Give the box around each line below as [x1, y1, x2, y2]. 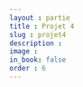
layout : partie [9, 13, 70, 23]
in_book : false [9, 55, 67, 64]
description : [9, 38, 63, 48]
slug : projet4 [9, 30, 67, 39]
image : [9, 47, 39, 56]
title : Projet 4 [9, 22, 75, 31]
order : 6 [9, 64, 47, 73]
